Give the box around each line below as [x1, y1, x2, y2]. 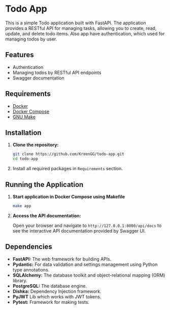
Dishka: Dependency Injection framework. [12, 288, 101, 294]
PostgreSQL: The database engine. [12, 283, 87, 289]
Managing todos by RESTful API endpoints [12, 69, 101, 75]
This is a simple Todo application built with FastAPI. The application [5, 20, 146, 26]
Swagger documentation [12, 74, 64, 81]
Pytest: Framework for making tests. [12, 299, 90, 305]
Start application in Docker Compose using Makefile [12, 193, 125, 200]
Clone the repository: [12, 142, 59, 148]
